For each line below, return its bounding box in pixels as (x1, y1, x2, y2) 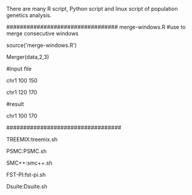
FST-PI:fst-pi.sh (6, 171, 46, 178)
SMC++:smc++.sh (6, 159, 53, 166)
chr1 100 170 (6, 112, 38, 119)
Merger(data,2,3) (6, 53, 49, 60)
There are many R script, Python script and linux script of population (6, 5, 178, 12)
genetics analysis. (6, 12, 52, 19)
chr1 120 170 (6, 89, 38, 96)
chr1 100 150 (6, 77, 38, 84)
